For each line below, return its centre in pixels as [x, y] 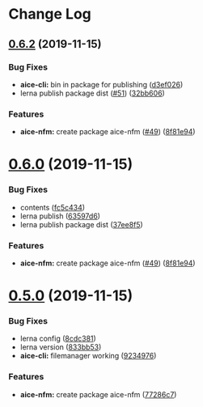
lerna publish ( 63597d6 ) [60, 216]
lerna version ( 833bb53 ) [61, 347]
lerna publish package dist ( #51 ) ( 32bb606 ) [93, 93]
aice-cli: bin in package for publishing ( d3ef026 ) [101, 84]
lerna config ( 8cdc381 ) [58, 339]
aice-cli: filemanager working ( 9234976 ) [88, 356]
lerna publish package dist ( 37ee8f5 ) [81, 224]
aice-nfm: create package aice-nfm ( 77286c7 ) [98, 394]
